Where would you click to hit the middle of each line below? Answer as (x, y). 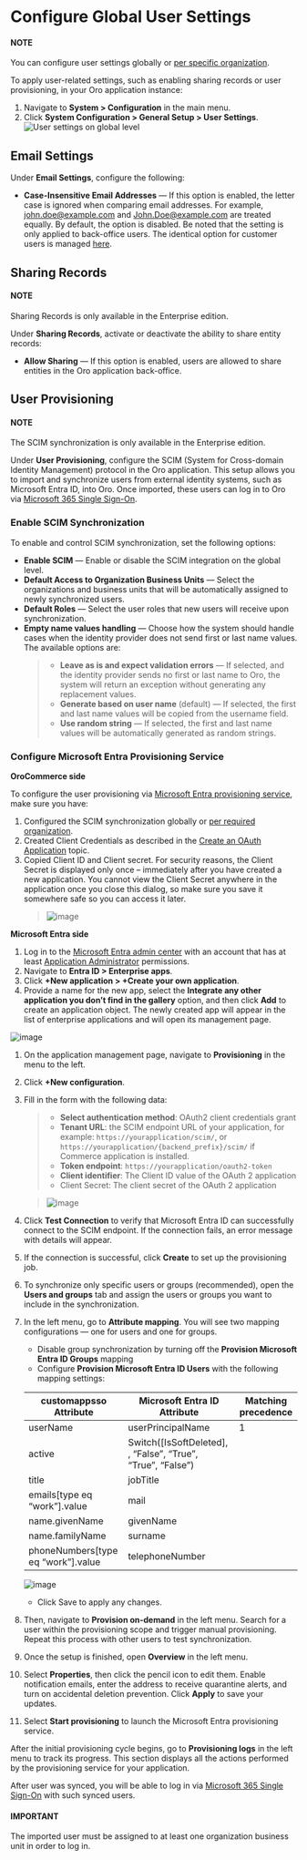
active (41, 1454)
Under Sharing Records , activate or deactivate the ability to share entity (146, 334)
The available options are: (72, 647)
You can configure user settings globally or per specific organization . (140, 63)
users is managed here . (68, 244)
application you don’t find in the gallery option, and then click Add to (154, 1000)
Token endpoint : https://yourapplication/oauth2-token (166, 1166)
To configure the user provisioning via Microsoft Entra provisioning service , (152, 794)
